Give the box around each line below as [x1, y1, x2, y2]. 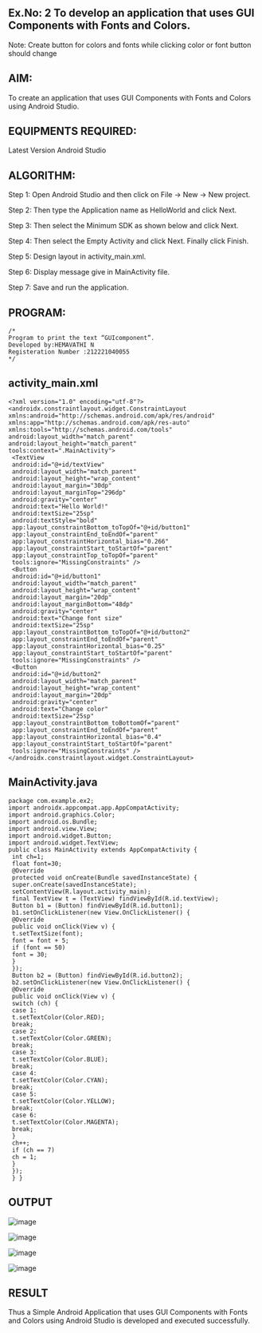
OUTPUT [8, 1196, 53, 1209]
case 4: [11, 1069, 37, 1077]
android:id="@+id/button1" [11, 572, 102, 580]
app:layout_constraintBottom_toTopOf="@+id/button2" [11, 628, 191, 636]
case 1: [11, 1006, 37, 1015]
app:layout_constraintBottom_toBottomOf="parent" [11, 718, 180, 727]
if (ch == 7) [11, 1145, 56, 1154]
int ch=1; [11, 852, 45, 860]
